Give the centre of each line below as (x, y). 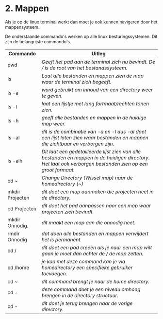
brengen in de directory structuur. (80, 295)
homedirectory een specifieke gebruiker (87, 268)
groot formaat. (58, 169)
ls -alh (15, 161)
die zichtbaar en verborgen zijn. (78, 144)
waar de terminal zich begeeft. (76, 82)
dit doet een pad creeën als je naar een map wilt (97, 247)
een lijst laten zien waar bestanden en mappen (95, 137)
